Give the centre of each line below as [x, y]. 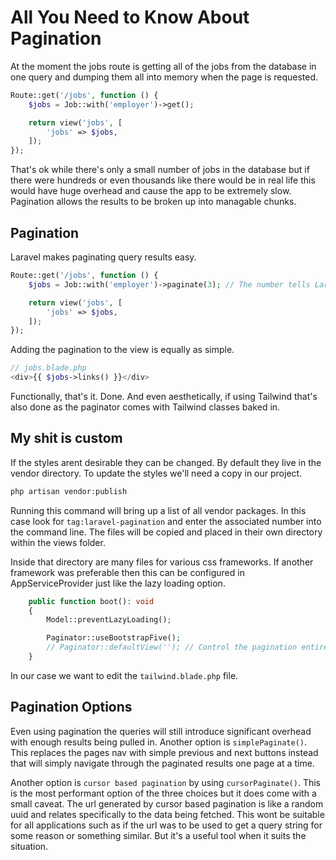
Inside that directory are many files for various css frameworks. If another [162, 562]
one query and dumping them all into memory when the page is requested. [164, 77]
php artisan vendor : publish [69, 491]
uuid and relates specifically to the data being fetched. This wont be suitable [167, 814]
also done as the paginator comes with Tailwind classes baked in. [145, 407]
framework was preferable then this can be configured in [127, 572]
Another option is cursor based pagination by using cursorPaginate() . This [165, 782]
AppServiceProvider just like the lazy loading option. [118, 583]
